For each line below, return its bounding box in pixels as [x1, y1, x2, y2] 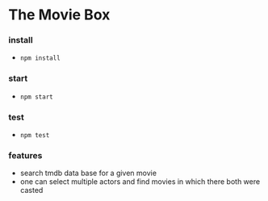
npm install [19, 54, 61, 62]
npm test [19, 132, 50, 140]
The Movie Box [8, 6, 111, 24]
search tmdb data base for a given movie [19, 168, 157, 178]
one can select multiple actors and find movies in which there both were [19, 177, 261, 186]
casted [19, 186, 44, 195]
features [8, 150, 43, 161]
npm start [19, 93, 54, 101]
